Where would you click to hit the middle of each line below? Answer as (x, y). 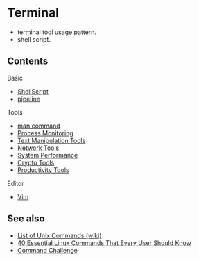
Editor (16, 183)
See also (26, 219)
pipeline (28, 99)
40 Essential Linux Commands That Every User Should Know (104, 243)
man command (38, 126)
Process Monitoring (45, 133)
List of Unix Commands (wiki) (59, 235)
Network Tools (38, 148)
